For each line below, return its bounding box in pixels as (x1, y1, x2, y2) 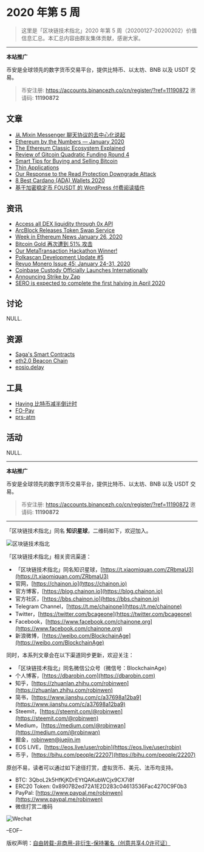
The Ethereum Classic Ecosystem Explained (15, 144, 126, 152)
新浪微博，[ (15, 632, 44, 639)
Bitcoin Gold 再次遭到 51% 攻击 (15, 240, 93, 247)
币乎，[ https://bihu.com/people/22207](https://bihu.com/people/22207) (15, 751, 196, 758)
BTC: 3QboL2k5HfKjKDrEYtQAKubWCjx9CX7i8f (15, 776, 135, 783)
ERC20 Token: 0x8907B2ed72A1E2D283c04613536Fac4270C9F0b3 (15, 783, 187, 790)
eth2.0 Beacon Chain (15, 357, 68, 365)
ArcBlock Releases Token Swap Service (15, 226, 115, 234)
